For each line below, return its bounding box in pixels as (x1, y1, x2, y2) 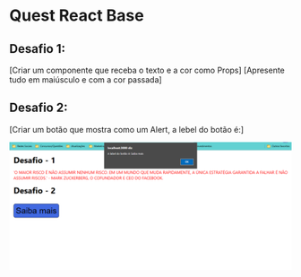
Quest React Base (9, 5, 145, 26)
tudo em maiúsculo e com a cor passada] (9, 74, 163, 85)
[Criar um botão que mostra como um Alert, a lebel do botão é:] (9, 124, 245, 134)
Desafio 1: (9, 41, 65, 56)
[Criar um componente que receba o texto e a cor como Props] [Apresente (9, 65, 285, 75)
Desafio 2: (9, 100, 68, 116)
